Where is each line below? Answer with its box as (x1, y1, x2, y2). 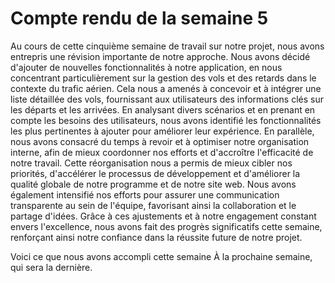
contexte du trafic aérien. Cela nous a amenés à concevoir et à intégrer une (10, 82, 322, 94)
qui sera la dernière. (10, 261, 93, 273)
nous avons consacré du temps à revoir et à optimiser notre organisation (10, 135, 310, 147)
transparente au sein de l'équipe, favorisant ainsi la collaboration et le (10, 199, 297, 211)
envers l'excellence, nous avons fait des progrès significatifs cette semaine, (10, 220, 323, 232)
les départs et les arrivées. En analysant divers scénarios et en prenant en (10, 103, 316, 116)
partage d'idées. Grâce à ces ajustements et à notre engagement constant (10, 210, 317, 222)
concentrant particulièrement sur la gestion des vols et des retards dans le (10, 72, 317, 84)
